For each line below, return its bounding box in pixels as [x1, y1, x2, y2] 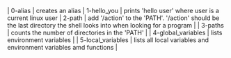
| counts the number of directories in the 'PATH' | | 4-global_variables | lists [7, 28, 223, 37]
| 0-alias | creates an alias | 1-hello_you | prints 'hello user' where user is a [7, 7, 219, 14]
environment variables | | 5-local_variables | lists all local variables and [7, 36, 209, 44]
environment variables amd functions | [7, 43, 118, 51]
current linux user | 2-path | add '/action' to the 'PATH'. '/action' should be [7, 14, 220, 22]
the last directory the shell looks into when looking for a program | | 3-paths [7, 21, 224, 29]
